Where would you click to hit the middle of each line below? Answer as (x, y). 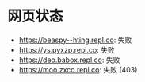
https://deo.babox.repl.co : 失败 (69, 60)
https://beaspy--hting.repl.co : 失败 (75, 40)
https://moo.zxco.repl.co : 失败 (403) (78, 69)
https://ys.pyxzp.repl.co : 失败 (67, 49)
